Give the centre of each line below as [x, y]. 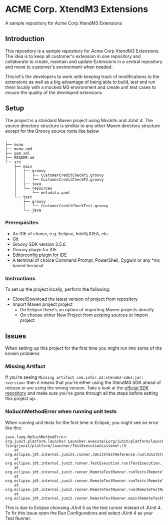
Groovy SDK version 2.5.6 [39, 244]
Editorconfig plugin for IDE [39, 255]
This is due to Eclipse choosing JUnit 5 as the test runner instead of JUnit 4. [83, 507]
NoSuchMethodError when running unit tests [61, 411]
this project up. [21, 398]
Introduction [25, 39]
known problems [22, 353]
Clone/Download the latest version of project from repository [75, 299]
